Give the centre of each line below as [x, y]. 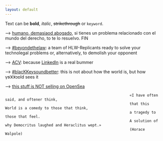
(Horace [137, 129]
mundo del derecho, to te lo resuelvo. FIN [47, 38]
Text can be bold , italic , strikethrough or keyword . [54, 23]
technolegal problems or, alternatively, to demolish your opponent [71, 53]
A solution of [144, 121]
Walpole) [14, 134]
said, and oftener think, [31, 100]
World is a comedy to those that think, [47, 108]
